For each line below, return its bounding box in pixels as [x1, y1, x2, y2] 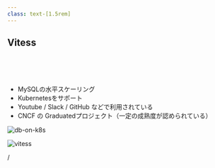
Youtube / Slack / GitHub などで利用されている [17, 103, 153, 111]
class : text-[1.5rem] [7, 10, 71, 18]
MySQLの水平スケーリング [17, 85, 95, 94]
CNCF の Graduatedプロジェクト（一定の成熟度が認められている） [17, 111, 212, 121]
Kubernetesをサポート [17, 94, 83, 103]
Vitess [7, 37, 37, 49]
